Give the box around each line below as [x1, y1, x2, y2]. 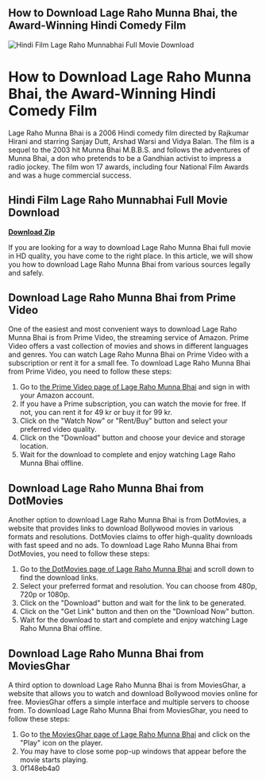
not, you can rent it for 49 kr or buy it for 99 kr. [19, 408, 173, 417]
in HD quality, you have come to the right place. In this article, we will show [8, 251, 253, 260]
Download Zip [8, 227, 56, 237]
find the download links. [19, 573, 99, 582]
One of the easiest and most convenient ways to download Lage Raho [8, 324, 237, 334]
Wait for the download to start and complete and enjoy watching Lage [19, 615, 249, 624]
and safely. [8, 268, 44, 277]
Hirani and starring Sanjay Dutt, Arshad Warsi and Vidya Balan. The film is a [8, 136, 256, 146]
